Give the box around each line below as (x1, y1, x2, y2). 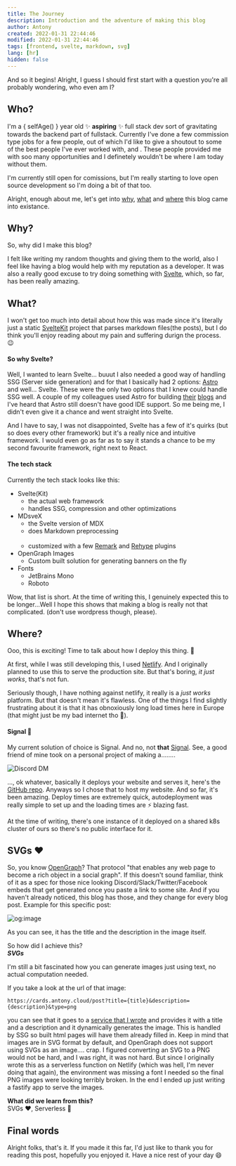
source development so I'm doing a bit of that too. (7, 181, 152, 189)
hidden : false (7, 56, 49, 63)
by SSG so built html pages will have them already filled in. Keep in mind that (7, 1031, 229, 1039)
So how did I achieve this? (7, 942, 83, 950)
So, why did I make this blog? (7, 241, 93, 250)
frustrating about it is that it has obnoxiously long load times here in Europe (7, 704, 225, 712)
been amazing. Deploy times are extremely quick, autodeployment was (7, 792, 213, 801)
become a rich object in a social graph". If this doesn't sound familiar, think (7, 870, 223, 880)
